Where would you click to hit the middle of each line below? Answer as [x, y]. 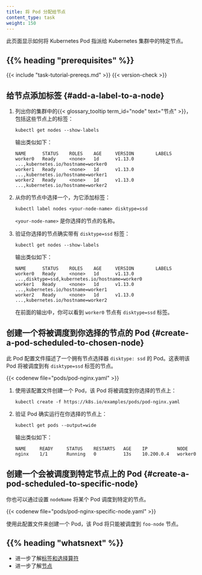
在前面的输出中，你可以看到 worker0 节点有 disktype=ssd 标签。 [94, 312]
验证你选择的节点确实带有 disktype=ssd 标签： [72, 234]
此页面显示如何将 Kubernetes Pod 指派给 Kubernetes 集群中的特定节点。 [96, 41]
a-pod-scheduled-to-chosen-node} [75, 343]
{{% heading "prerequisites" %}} [70, 60]
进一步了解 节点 [33, 566]
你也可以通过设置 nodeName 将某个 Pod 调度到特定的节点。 [78, 499]
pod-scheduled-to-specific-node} [72, 484]
